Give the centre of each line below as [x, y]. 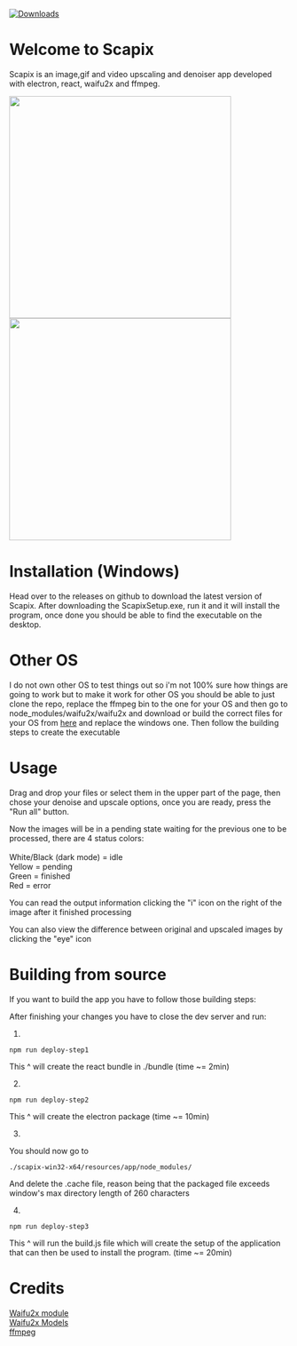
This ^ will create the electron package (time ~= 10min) [109, 1116]
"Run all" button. [39, 811]
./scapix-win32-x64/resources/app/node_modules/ [101, 1167]
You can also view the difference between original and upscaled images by [146, 929]
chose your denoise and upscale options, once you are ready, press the [140, 802]
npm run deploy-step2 [49, 1100]
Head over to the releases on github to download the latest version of [136, 596]
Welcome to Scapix [82, 50]
